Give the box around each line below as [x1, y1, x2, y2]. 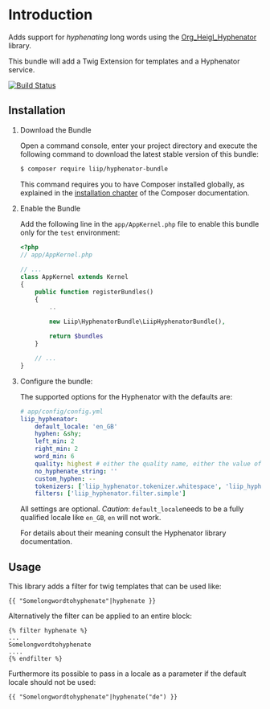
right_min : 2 [35, 445, 79, 453]
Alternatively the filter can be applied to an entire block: [8, 611, 193, 621]
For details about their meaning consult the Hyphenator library [19, 528, 227, 538]
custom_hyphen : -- [35, 474, 96, 483]
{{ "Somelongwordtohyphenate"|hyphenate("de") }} [8, 693, 178, 701]
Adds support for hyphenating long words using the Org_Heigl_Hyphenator [8, 32, 257, 42]
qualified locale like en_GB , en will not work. [19, 513, 162, 523]
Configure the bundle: [19, 376, 93, 386]
